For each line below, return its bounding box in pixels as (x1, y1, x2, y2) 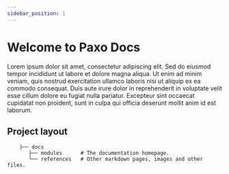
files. (7, 162, 26, 169)
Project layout (7, 125, 68, 137)
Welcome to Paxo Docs (7, 39, 141, 55)
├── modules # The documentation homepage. (28, 150, 170, 157)
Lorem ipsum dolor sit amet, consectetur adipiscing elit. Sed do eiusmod (7, 62, 211, 71)
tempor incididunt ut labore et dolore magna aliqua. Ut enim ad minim (7, 69, 202, 77)
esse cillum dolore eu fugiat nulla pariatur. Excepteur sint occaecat (7, 91, 195, 99)
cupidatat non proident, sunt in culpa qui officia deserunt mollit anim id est (7, 99, 217, 107)
